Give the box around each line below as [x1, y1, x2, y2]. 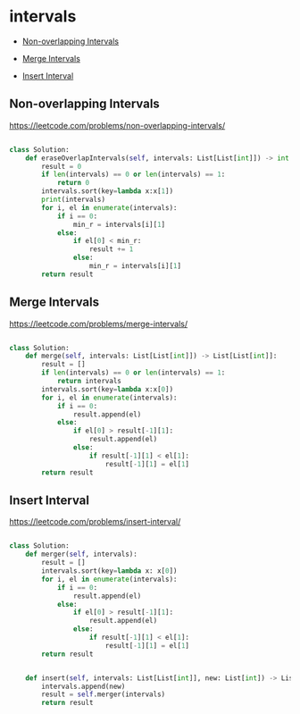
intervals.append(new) [41, 682, 126, 691]
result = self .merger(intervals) [41, 690, 166, 699]
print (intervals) [41, 195, 105, 204]
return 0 [56, 179, 90, 188]
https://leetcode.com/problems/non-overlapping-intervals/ [9, 120, 226, 130]
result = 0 [41, 162, 82, 171]
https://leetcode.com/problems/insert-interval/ [9, 517, 181, 527]
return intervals [56, 377, 122, 386]
